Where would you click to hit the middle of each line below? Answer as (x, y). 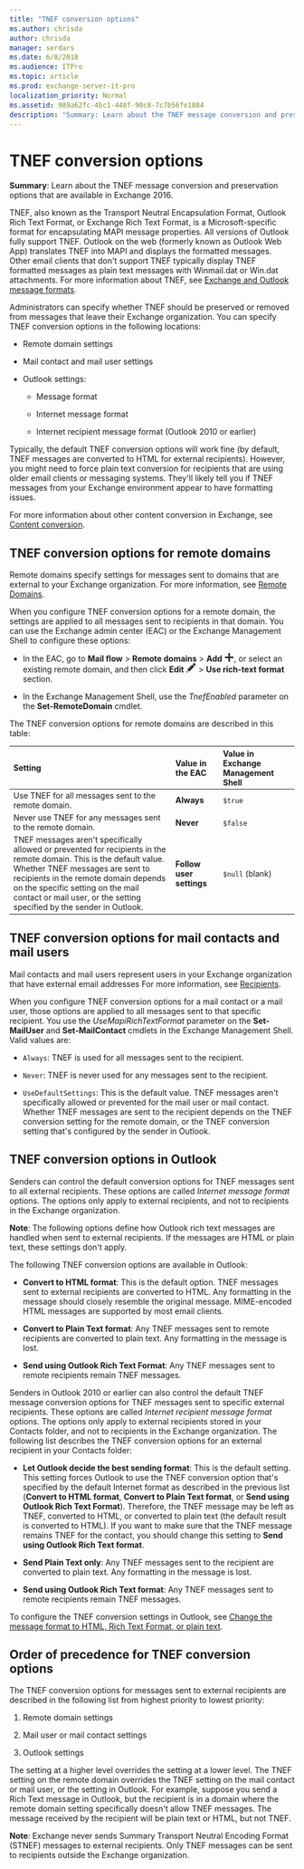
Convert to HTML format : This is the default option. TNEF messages (150, 1282)
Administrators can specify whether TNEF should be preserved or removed (149, 307)
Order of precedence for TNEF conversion (130, 1654)
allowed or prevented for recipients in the (90, 849)
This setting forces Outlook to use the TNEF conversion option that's (150, 1477)
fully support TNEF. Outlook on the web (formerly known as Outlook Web (146, 242)
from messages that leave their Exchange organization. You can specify (143, 317)
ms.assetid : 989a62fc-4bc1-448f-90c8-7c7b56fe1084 (107, 105)
